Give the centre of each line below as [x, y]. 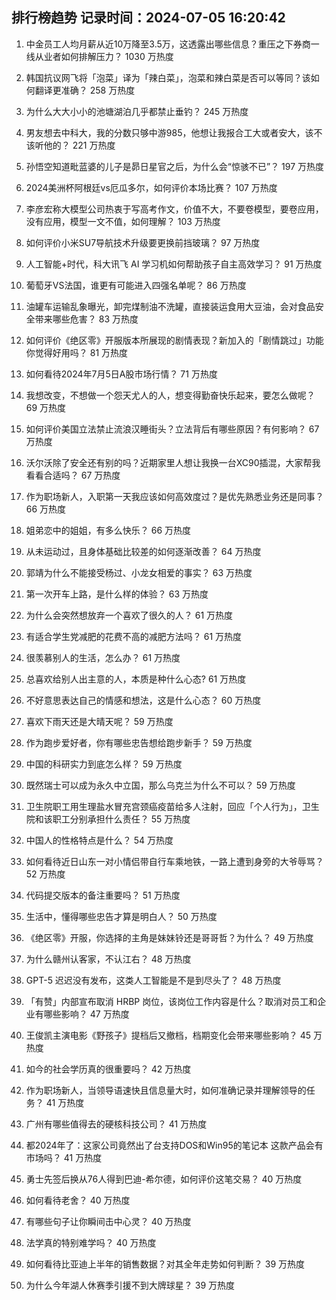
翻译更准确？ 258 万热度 [85, 90]
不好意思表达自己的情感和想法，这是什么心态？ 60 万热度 [143, 700]
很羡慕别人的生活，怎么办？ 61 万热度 [103, 657]
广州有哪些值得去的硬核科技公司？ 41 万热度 [116, 1124]
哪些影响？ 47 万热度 [86, 1014]
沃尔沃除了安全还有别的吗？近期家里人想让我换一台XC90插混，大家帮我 [173, 462]
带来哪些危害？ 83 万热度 [86, 319]
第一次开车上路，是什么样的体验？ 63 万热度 [117, 594]
